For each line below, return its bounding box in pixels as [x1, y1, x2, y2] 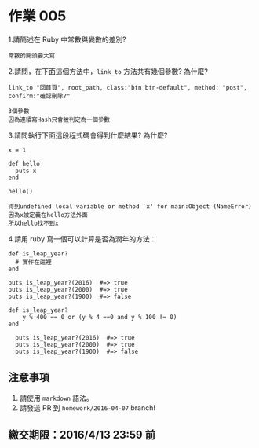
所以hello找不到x [8, 219, 59, 227]
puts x [15, 167, 37, 174]
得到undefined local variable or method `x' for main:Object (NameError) [8, 202, 253, 211]
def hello [8, 160, 41, 167]
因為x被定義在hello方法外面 [8, 211, 88, 218]
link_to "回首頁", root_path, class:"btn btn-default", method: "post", [8, 83, 247, 91]
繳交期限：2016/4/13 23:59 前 [8, 428, 155, 442]
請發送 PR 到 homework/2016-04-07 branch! [19, 402, 155, 413]
